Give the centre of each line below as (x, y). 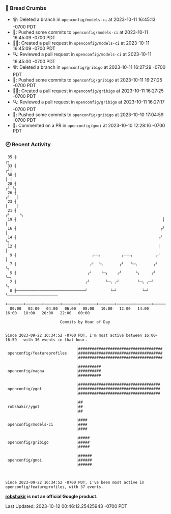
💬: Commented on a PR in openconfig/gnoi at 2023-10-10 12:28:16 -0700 (89, 126)
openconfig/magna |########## (54, 371)
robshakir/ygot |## (45, 407)
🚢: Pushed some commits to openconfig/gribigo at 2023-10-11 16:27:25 (88, 80)
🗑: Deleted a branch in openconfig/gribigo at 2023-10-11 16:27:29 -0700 (89, 67)
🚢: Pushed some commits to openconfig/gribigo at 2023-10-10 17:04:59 (88, 115)
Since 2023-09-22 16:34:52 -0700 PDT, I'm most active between (74, 335)
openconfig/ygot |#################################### (84, 389)
